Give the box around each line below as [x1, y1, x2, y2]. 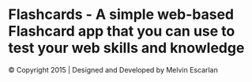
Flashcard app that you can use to [8, 22, 235, 40]
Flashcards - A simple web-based [8, 6, 235, 24]
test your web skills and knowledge [8, 39, 245, 57]
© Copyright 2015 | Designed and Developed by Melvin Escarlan [8, 65, 219, 74]
